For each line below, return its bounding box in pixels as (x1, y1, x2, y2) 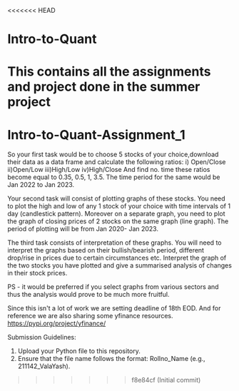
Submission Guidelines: (7, 333, 76, 342)
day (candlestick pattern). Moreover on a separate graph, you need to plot (7, 210, 226, 218)
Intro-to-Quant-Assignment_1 (7, 126, 185, 143)
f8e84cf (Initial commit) (131, 376, 201, 385)
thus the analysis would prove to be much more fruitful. (7, 290, 170, 299)
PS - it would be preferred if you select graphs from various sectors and (7, 283, 219, 291)
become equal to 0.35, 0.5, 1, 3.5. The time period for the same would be (7, 173, 220, 181)
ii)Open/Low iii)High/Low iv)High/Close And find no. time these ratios (7, 166, 210, 174)
